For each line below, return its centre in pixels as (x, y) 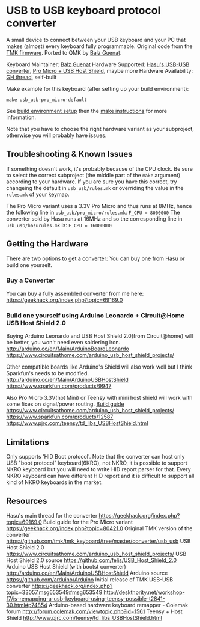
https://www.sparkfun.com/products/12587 (60, 417)
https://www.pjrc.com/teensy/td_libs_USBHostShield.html (77, 423)
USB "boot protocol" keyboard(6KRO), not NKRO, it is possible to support (97, 463)
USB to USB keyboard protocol (83, 11)
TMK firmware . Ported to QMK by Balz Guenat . (64, 52)
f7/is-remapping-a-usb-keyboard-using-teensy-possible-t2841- (86, 598)
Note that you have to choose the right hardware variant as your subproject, (100, 129)
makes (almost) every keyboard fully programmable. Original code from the (99, 46)
